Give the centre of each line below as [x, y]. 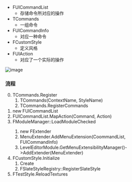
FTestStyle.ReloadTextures [40, 174]
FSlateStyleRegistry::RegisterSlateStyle [60, 169]
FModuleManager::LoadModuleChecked [54, 122]
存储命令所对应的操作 [42, 13]
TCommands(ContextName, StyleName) [61, 101]
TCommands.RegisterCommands [54, 106]
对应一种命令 [33, 36]
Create [27, 163]
